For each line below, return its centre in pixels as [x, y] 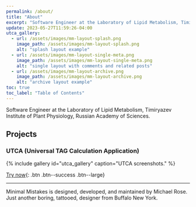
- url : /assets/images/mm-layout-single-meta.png [73, 55]
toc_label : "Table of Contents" [45, 93]
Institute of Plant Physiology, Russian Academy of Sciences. [78, 116]
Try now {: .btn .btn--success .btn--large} [55, 175]
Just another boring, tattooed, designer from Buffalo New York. [82, 198]
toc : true [18, 88]
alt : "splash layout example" [53, 50]
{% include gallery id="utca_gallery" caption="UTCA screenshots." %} [91, 164]
